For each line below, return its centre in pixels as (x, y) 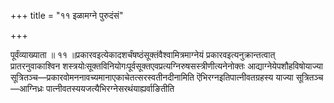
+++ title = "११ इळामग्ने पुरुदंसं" (67, 15)
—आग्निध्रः (27, 88)
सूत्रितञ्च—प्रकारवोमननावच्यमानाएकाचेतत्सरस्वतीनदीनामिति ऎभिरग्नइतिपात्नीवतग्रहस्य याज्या (152, 77)
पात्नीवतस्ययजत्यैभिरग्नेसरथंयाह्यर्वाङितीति (110, 88)
